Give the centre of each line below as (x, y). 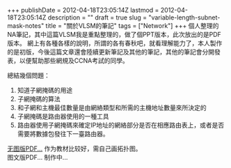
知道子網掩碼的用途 (45, 90)
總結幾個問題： (29, 75)
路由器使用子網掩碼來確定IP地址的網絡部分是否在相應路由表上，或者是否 (121, 125)
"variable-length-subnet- (184, 17)
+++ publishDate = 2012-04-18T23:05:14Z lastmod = (83, 10)
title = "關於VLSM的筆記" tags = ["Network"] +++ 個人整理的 (132, 26)
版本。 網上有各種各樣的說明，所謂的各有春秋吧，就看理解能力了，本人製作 (115, 43)
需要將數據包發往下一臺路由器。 (63, 134)
